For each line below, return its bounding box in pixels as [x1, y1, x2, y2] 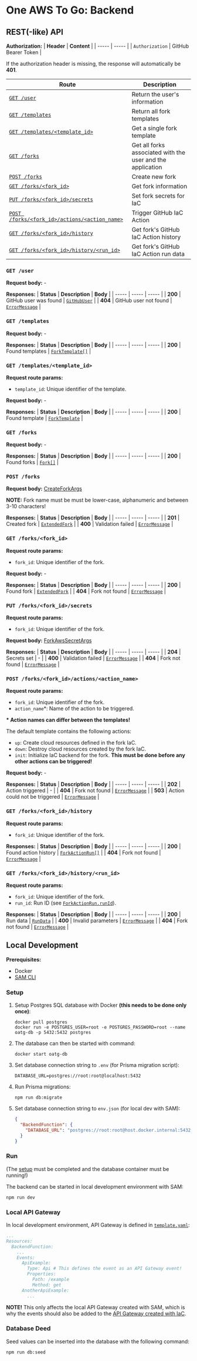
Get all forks [131, 141, 165, 149]
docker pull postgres [14, 1019, 67, 1025]
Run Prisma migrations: [14, 1083, 71, 1090]
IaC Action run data [131, 250, 185, 258]
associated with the [131, 148, 186, 156]
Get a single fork [131, 124, 177, 132]
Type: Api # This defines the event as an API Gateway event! [27, 1266, 182, 1272]
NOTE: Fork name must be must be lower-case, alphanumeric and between [6, 496, 189, 503]
